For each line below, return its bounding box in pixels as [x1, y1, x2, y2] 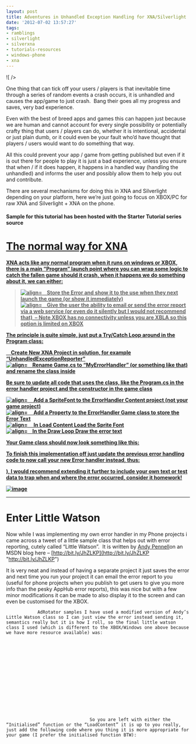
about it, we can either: [6, 278, 63, 285]
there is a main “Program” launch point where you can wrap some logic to [6, 266, 188, 273]
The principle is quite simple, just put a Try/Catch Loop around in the [6, 332, 176, 339]
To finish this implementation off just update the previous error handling [6, 450, 185, 457]
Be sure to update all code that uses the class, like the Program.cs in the [6, 379, 184, 386]
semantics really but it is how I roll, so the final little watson [6, 619, 176, 625]
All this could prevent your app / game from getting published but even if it [6, 151, 185, 158]
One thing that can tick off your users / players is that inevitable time [6, 85, 170, 92]
